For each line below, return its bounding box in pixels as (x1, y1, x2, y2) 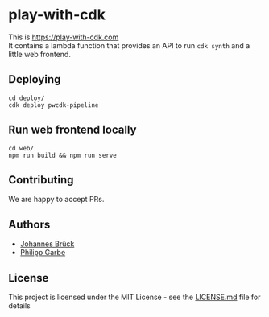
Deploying (8, 72, 61, 86)
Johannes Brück (19, 239, 75, 249)
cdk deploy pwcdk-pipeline (8, 101, 99, 109)
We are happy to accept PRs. (8, 195, 105, 204)
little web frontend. (8, 49, 71, 59)
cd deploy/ (8, 94, 45, 102)
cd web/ (8, 144, 35, 152)
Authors (8, 217, 51, 231)
